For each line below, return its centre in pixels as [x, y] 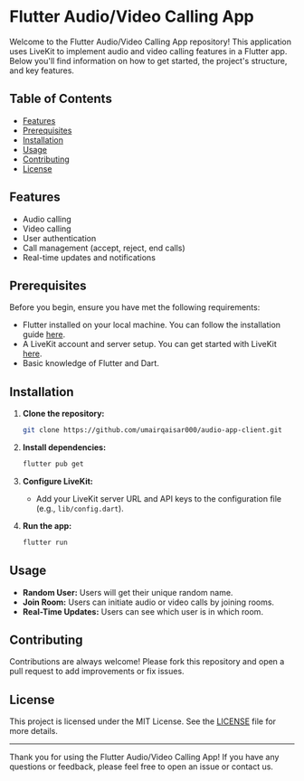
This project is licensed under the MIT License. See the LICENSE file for [143, 721]
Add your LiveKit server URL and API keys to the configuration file [159, 498]
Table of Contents [61, 99]
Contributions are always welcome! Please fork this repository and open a [147, 662]
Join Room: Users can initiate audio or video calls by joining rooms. [148, 602]
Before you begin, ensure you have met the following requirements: [135, 307]
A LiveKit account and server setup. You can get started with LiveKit [150, 344]
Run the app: [47, 525]
